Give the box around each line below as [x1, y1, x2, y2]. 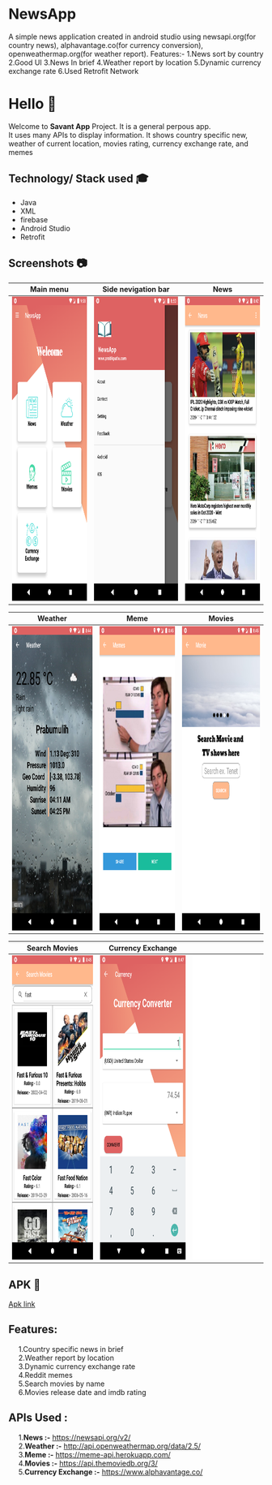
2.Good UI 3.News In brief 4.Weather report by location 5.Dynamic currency [8, 58, 261, 67]
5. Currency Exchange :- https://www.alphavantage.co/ [18, 1466, 203, 1477]
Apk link [8, 1299, 36, 1309]
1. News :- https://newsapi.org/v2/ [18, 1432, 131, 1442]
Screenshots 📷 [8, 256, 87, 270]
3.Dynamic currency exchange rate [18, 1361, 136, 1371]
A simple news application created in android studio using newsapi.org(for [8, 32, 257, 41]
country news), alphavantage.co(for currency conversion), [8, 40, 204, 49]
